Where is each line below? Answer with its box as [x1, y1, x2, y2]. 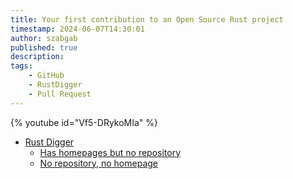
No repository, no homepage [39, 157, 158, 169]
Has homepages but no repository [39, 146, 182, 158]
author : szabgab [10, 33, 78, 43]
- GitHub [28, 71, 65, 81]
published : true [10, 42, 78, 53]
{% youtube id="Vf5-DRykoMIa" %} [10, 116, 159, 128]
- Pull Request [28, 89, 92, 99]
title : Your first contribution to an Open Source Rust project [10, 14, 284, 25]
